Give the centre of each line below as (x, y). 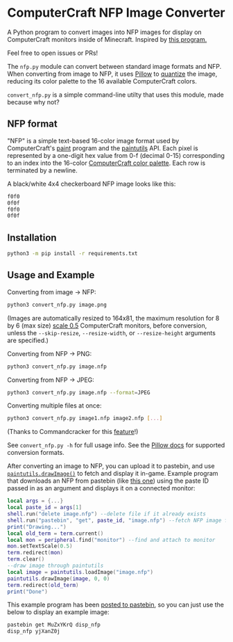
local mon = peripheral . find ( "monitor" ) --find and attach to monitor (111, 540)
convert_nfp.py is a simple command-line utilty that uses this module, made (115, 95)
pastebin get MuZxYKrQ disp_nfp (54, 625)
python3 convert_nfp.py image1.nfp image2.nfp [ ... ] (85, 419)
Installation (32, 238)
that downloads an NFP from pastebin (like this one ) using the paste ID (108, 481)
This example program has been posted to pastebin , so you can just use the (115, 605)
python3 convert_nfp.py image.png (57, 305)
